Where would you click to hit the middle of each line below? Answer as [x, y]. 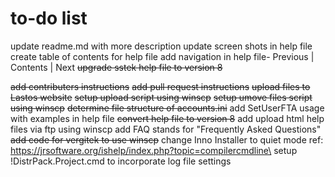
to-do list [49, 18]
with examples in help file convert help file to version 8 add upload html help [167, 118]
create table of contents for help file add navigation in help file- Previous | [162, 56]
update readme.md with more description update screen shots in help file [161, 46]
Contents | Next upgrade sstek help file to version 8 [116, 67]
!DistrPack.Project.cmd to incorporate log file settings [121, 161]
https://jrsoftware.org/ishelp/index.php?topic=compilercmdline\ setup [154, 150]
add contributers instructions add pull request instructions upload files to [160, 86]
